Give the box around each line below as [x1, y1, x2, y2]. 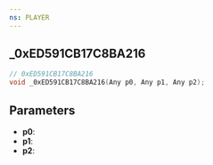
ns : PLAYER [9, 12, 50, 22]
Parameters [9, 103, 76, 118]
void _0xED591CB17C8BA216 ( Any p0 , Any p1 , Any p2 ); [9, 78, 205, 87]
